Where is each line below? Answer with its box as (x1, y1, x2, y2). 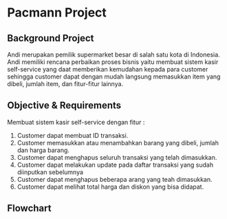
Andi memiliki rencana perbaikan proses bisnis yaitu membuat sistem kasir (7, 58, 219, 66)
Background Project (7, 32, 94, 44)
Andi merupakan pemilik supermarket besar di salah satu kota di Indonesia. (7, 50, 220, 59)
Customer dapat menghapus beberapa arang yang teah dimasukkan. (17, 175, 213, 183)
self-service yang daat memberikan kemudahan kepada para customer (7, 65, 208, 73)
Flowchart (7, 202, 52, 214)
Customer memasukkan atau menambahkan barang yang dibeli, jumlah (17, 138, 219, 147)
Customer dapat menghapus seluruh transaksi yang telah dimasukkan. (17, 153, 217, 161)
